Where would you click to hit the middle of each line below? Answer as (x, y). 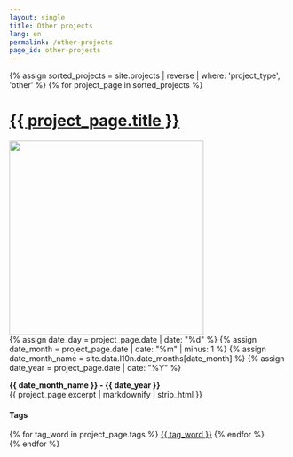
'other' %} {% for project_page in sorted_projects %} (106, 85)
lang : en (25, 34)
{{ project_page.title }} (95, 121)
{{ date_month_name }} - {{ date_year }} (85, 385)
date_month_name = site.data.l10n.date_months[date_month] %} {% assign (147, 359)
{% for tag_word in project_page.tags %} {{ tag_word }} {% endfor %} (137, 435)
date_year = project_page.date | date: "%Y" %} (95, 368)
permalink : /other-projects (61, 42)
